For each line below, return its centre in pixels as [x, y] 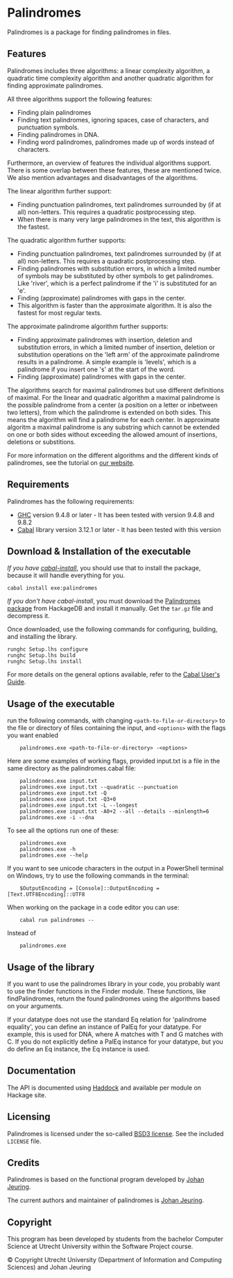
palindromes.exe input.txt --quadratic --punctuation [99, 787]
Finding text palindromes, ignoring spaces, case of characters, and [113, 120]
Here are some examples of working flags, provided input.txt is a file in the [114, 761]
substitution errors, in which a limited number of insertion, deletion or [116, 347]
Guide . [17, 682]
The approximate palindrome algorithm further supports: [88, 326]
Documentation [42, 1071]
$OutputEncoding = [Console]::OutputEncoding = [89, 889]
